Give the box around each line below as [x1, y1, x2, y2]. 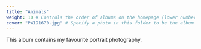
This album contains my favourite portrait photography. [6, 36, 142, 44]
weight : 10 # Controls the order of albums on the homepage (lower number [6, 14, 197, 20]
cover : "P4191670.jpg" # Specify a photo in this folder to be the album [6, 20, 194, 26]
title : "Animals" [6, 8, 50, 15]
